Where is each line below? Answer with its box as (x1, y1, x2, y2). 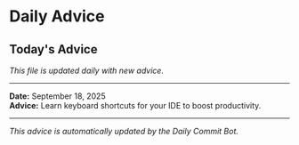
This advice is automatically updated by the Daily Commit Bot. (9, 126, 238, 136)
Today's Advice (9, 42, 98, 57)
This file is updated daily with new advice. (9, 65, 165, 76)
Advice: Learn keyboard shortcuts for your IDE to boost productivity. (9, 101, 262, 110)
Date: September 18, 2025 (9, 91, 106, 101)
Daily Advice (9, 6, 105, 27)
